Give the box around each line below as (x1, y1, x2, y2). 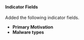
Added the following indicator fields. (5, 15, 80, 20)
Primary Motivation (12, 24, 54, 30)
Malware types (12, 29, 44, 35)
